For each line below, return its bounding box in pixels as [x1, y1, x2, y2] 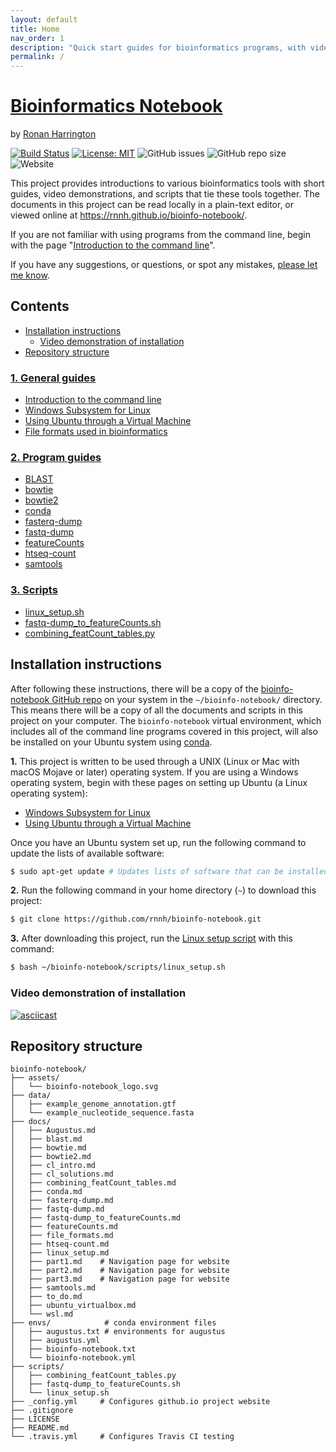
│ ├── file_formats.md [10, 1231, 114, 1241]
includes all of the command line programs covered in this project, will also [10, 725, 318, 737]
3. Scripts [10, 583, 58, 597]
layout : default [10, 14, 78, 25]
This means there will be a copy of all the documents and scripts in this [10, 704, 303, 716]
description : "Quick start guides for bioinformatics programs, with [10, 42, 307, 53]
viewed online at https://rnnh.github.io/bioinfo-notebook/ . [10, 209, 248, 221]
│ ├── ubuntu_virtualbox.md [10, 1301, 137, 1311]
